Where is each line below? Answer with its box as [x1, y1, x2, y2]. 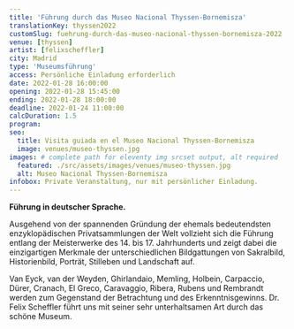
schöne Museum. [9, 311, 72, 322]
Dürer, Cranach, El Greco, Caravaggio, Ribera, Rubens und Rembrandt [9, 283, 264, 294]
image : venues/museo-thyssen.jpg [17, 144, 140, 153]
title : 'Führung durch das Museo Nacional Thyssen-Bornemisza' [9, 12, 247, 22]
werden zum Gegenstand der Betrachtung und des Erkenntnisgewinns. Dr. [9, 293, 280, 303]
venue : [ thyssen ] [9, 37, 73, 47]
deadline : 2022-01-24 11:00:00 [9, 103, 124, 112]
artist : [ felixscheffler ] [9, 46, 104, 55]
